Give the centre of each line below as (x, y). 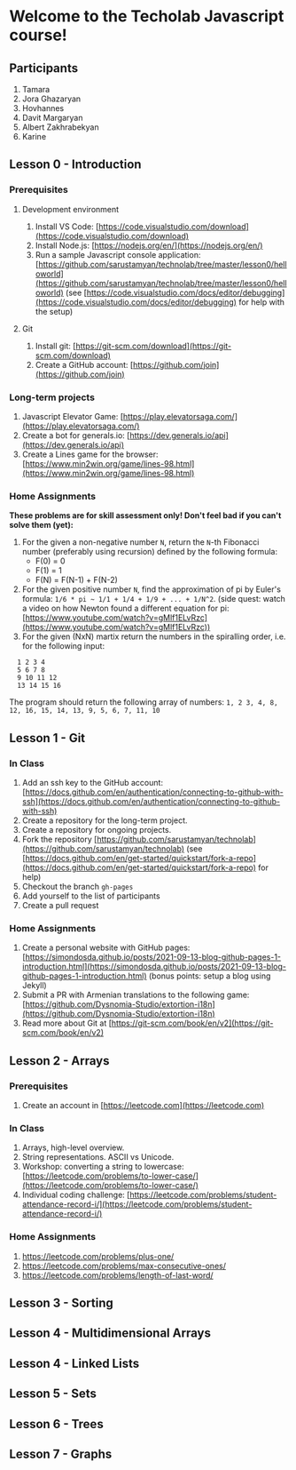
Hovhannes (43, 108)
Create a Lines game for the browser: (90, 454)
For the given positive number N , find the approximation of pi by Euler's (152, 589)
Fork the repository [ (59, 839)
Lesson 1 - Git (47, 738)
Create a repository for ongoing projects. (97, 829)
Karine (34, 136)
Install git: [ (55, 346)
